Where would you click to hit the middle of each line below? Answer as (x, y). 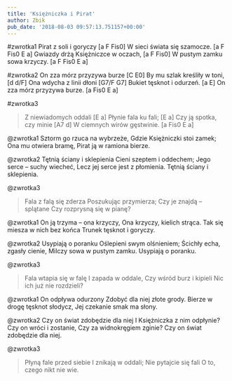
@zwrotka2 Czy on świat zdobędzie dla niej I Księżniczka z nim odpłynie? (114, 321)
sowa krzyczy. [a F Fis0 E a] (48, 62)
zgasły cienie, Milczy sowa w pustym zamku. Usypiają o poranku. (102, 251)
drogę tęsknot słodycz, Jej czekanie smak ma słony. (82, 307)
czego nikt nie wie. (52, 370)
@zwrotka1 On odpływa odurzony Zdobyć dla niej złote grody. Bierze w (110, 300)
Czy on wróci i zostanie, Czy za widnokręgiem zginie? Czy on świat (104, 328)
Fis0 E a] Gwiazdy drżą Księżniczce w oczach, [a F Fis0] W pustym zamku (115, 54)
